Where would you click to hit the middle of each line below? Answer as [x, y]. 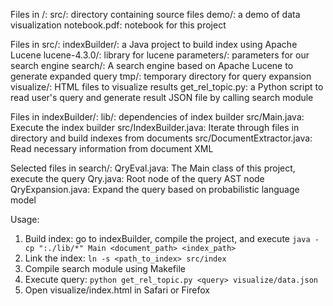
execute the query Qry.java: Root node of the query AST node [137, 178]
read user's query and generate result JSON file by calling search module [162, 97]
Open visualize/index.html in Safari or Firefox [117, 290]
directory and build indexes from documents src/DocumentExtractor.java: [161, 138]
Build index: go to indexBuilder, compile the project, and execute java [167, 238]
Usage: [25, 219]
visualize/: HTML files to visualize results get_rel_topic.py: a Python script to [167, 87]
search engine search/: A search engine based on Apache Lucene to [152, 65]
